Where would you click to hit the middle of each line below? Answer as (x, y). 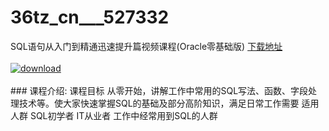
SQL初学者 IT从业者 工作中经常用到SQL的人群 (123, 115)
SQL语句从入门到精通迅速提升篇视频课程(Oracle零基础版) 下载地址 (146, 46)
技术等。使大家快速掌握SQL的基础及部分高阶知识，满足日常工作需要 (159, 103)
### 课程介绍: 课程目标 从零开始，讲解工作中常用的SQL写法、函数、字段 (159, 90)
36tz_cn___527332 (90, 17)
